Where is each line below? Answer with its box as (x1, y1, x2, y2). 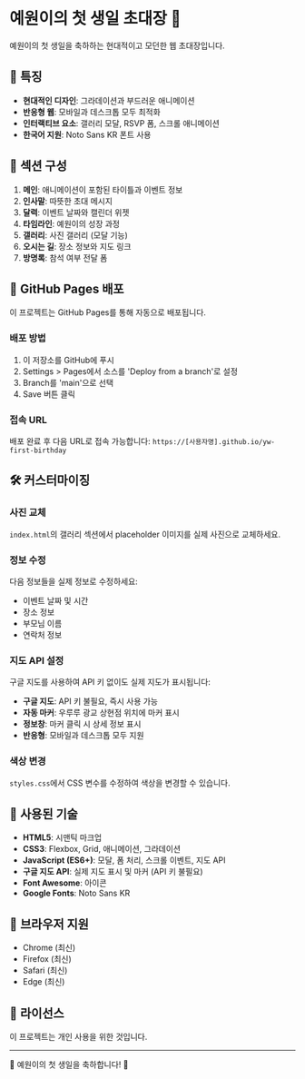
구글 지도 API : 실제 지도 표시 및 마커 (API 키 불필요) (22, 866, 203, 877)
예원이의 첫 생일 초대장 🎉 (9, 8, 182, 29)
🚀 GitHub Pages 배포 (9, 281, 124, 296)
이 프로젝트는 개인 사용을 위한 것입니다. (9, 1031, 148, 1042)
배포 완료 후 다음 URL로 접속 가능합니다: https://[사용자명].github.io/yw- (9, 435, 275, 446)
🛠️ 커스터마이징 (9, 473, 91, 489)
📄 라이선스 (9, 1005, 65, 1021)
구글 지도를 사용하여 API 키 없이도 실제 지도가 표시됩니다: (9, 677, 212, 688)
